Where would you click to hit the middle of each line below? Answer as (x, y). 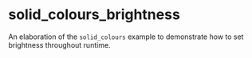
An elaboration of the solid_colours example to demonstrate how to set (126, 37)
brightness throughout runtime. (59, 44)
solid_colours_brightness (94, 15)
